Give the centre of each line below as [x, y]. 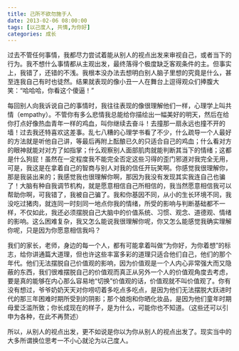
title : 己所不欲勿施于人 [40, 14]
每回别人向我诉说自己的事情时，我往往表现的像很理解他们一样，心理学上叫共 [119, 106]
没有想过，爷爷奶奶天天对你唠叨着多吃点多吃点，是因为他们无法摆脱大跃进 [116, 290]
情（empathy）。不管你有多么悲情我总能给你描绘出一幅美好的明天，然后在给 [118, 115]
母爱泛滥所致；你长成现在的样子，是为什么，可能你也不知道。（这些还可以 [115, 308]
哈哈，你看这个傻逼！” [62, 90]
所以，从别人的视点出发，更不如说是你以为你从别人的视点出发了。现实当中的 [119, 332]
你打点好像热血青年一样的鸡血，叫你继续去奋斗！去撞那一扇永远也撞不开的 [116, 124]
